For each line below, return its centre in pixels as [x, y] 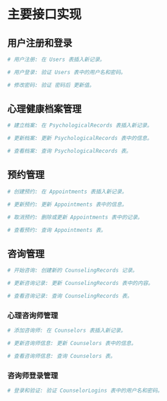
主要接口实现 [45, 14]
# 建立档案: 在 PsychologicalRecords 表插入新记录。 [80, 126]
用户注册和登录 [40, 43]
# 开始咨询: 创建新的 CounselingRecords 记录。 [73, 271]
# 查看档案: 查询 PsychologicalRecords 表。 [69, 151]
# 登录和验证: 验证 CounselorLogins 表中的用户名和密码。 [85, 391]
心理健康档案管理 [44, 109]
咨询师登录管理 [33, 376]
